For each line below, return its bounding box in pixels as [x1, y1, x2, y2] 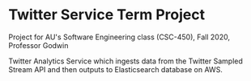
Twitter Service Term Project [8, 6, 205, 24]
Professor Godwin [8, 40, 69, 50]
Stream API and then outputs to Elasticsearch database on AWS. [8, 64, 223, 74]
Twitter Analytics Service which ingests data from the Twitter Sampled [8, 56, 243, 66]
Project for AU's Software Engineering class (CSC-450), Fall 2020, [8, 32, 231, 42]
